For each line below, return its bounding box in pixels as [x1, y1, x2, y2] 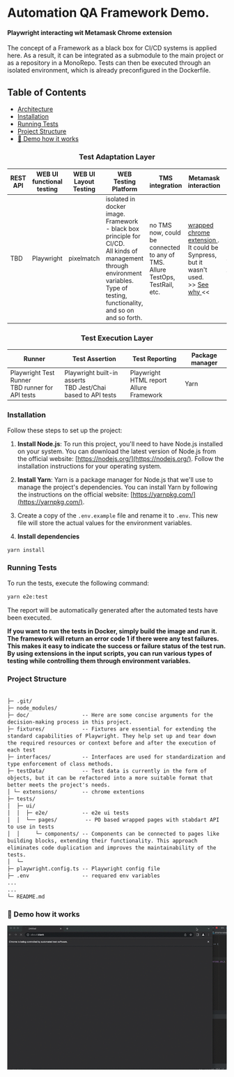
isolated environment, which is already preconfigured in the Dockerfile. [7, 66, 211, 75]
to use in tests [7, 823, 54, 830]
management [105, 254, 144, 263]
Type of [105, 284, 128, 293]
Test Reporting [132, 355, 177, 363]
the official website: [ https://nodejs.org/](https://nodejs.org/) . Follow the [17, 454, 224, 462]
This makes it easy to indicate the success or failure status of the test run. [7, 641, 226, 650]
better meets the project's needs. [7, 781, 111, 789]
